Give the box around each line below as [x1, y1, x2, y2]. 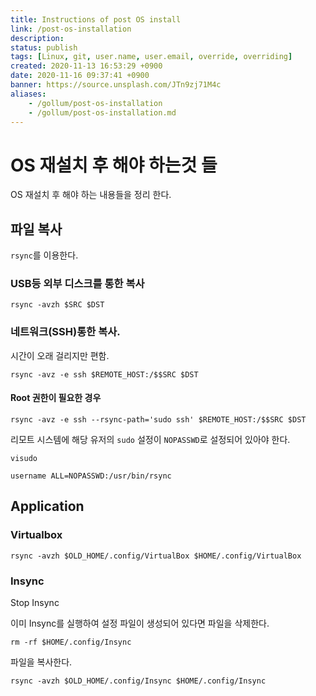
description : [10, 33, 65, 43]
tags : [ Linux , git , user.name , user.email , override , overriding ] [10, 52, 293, 62]
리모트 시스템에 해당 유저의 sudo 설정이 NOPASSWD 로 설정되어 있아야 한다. [10, 433, 291, 445]
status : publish [10, 42, 78, 53]
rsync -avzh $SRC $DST [10, 300, 105, 310]
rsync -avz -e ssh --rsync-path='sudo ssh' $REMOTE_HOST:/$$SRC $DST [10, 414, 307, 425]
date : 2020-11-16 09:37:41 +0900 [10, 71, 150, 81]
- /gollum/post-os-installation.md [28, 107, 177, 118]
